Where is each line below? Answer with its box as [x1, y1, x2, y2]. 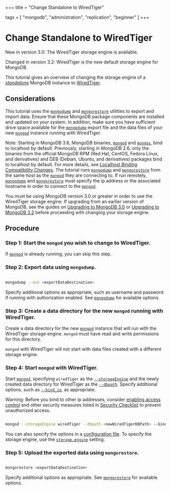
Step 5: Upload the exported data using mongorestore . [5, 449, 139, 456]
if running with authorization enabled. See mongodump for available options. [5, 294, 160, 300]
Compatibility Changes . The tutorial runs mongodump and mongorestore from [5, 167, 161, 173]
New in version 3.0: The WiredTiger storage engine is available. [5, 49, 138, 55]
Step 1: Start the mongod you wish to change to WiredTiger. [5, 240, 151, 247]
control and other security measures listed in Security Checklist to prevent [5, 402, 161, 408]
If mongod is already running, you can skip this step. [5, 251, 112, 257]
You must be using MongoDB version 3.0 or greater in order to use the [5, 193, 153, 199]
